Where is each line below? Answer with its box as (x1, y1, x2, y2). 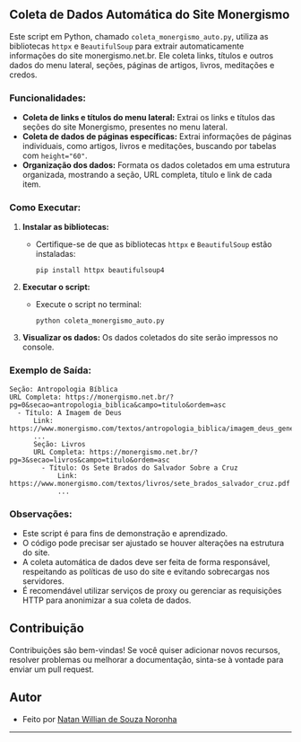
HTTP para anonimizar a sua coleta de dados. (21, 595, 192, 605)
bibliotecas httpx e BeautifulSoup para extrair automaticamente (9, 40, 245, 51)
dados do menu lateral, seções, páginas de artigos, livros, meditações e (9, 59, 275, 70)
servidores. (21, 576, 64, 587)
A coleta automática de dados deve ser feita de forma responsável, (21, 557, 271, 567)
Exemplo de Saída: (9, 364, 92, 376)
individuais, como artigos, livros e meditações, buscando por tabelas (21, 141, 277, 152)
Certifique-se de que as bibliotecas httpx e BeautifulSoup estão (35, 239, 272, 250)
